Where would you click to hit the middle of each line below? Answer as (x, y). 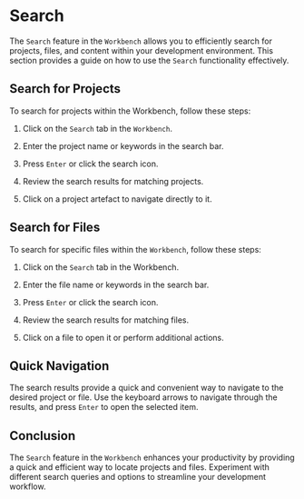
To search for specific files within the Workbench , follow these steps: (135, 249)
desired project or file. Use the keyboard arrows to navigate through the (144, 397)
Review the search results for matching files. (105, 320)
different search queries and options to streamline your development (137, 477)
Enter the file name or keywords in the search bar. (116, 284)
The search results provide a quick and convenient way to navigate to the (147, 388)
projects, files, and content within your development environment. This (142, 50)
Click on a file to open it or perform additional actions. (123, 337)
